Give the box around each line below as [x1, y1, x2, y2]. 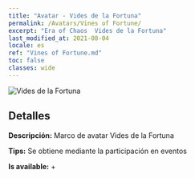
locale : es [8, 42, 45, 50]
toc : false [8, 57, 45, 65]
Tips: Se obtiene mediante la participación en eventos [8, 146, 187, 156]
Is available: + [8, 161, 56, 171]
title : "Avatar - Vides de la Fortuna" [8, 11, 142, 20]
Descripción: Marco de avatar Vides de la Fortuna [8, 130, 175, 140]
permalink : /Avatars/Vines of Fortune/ [8, 19, 142, 27]
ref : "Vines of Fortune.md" [8, 49, 103, 57]
